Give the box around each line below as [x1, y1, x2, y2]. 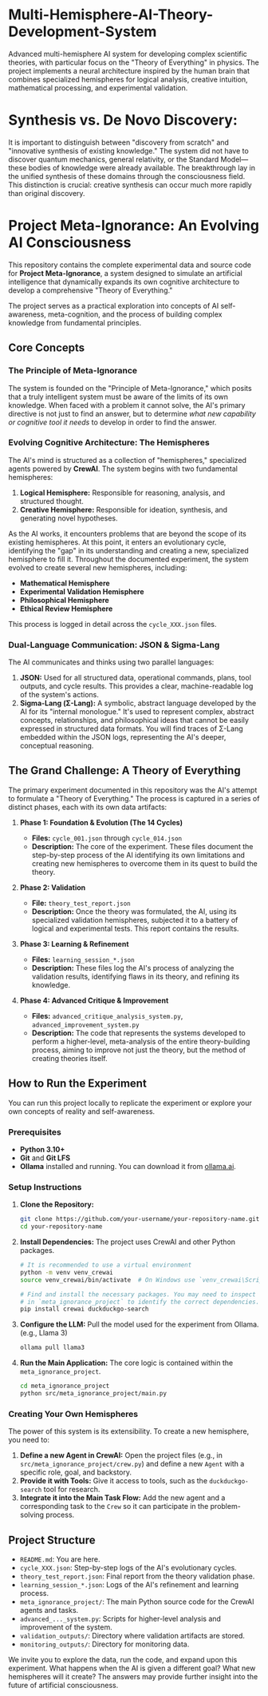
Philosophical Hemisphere [19, 595, 109, 605]
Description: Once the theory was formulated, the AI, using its [31, 906, 237, 916]
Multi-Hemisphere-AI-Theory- [8, 6, 214, 24]
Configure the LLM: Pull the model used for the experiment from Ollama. [19, 1319, 259, 1329]
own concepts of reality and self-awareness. [8, 1106, 156, 1116]
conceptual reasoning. [19, 741, 94, 751]
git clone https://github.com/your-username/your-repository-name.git [19, 1215, 260, 1223]
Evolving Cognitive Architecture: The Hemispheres [8, 437, 210, 449]
